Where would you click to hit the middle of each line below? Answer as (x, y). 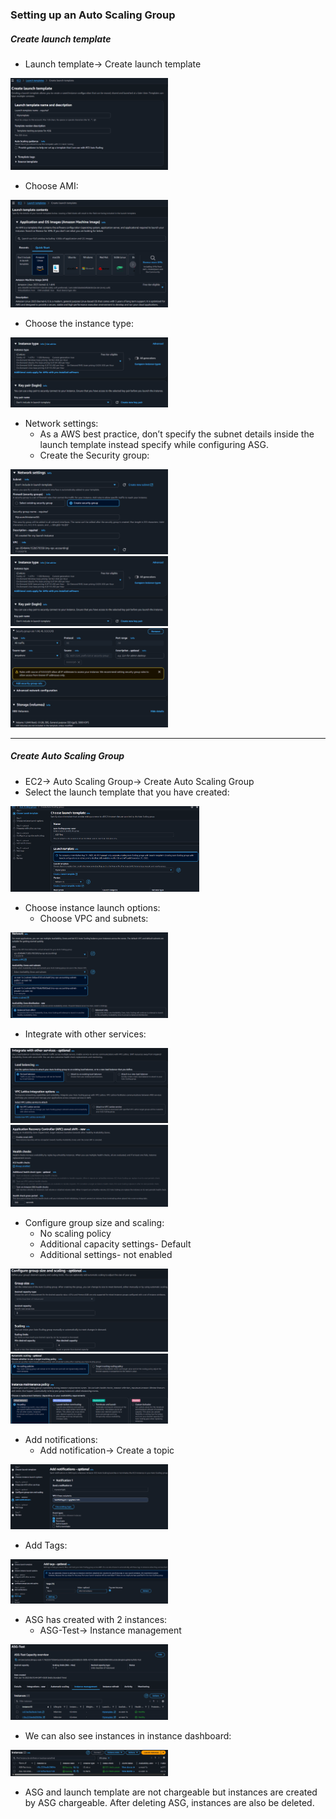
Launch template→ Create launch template (113, 64)
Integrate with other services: (85, 1034)
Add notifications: (61, 1440)
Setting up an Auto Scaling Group (93, 15)
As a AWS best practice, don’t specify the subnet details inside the (177, 434)
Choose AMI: (51, 185)
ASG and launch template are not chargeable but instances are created (171, 1792)
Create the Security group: (94, 455)
